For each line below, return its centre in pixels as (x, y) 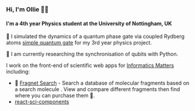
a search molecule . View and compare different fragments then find (97, 89)
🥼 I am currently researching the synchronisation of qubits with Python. (92, 54)
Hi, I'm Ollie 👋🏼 (27, 9)
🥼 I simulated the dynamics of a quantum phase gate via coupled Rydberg (95, 36)
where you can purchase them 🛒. (55, 96)
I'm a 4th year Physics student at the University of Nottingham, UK (89, 23)
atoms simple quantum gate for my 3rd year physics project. (79, 43)
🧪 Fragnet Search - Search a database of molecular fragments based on (102, 83)
